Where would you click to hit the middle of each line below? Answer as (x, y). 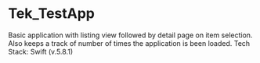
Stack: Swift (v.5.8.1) (41, 51)
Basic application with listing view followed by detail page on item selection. (130, 35)
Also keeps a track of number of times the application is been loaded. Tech (129, 43)
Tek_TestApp (52, 14)
